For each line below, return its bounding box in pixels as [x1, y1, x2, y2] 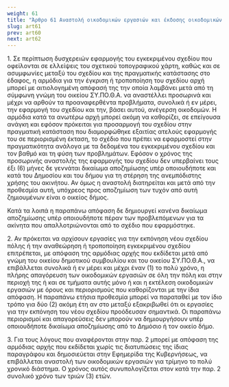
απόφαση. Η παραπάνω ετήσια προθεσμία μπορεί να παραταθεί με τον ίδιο [7, 293, 223, 301]
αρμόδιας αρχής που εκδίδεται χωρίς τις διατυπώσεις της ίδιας [7, 343, 189, 351]
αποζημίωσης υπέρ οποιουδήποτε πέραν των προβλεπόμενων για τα [7, 214, 204, 222]
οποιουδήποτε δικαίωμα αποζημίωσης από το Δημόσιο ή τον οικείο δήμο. [7, 322, 215, 331]
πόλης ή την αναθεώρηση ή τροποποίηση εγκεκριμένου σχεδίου [7, 242, 191, 250]
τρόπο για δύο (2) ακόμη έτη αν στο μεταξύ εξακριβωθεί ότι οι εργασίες [7, 300, 214, 309]
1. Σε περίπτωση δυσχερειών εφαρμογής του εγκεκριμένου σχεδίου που [7, 54, 213, 63]
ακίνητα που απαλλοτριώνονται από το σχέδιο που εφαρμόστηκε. [7, 221, 195, 230]
